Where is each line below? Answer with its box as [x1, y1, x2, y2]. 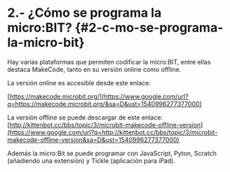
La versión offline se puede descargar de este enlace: [7, 113, 163, 122]
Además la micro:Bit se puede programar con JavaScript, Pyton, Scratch [7, 149, 217, 157]
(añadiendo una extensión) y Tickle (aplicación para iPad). [7, 156, 176, 165]
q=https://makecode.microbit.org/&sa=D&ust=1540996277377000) [7, 99, 202, 108]
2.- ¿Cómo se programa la [7, 5, 162, 21]
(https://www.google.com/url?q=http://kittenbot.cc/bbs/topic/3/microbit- [7, 128, 218, 136]
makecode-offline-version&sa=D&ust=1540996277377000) [7, 135, 180, 144]
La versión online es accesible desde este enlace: [7, 78, 151, 87]
